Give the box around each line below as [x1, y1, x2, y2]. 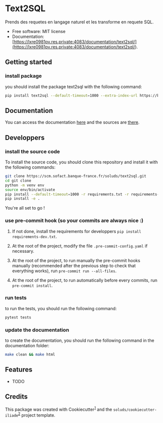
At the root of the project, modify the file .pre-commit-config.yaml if [12, 243, 148, 248]
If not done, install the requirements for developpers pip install [12, 228, 142, 234]
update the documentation [5, 326, 69, 333]
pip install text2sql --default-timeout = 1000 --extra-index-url [5, 93, 138, 98]
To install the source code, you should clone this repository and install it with [5, 159, 158, 165]
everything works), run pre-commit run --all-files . [12, 268, 117, 274]
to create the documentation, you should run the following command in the [5, 337, 154, 343]
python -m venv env [5, 183, 45, 188]
